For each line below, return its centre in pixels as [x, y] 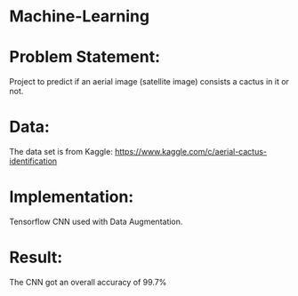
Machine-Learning [79, 16]
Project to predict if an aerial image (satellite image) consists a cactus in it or [149, 82]
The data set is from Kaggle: [61, 152]
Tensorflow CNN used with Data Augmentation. [96, 221]
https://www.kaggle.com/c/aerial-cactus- [191, 152]
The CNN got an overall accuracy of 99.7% [88, 282]
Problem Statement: [85, 57]
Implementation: [72, 197]
